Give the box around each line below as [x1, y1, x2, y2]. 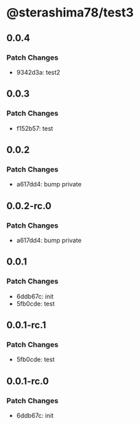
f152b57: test [16, 124, 54, 132]
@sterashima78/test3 [6, 5, 135, 21]
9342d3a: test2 [16, 68, 60, 76]
